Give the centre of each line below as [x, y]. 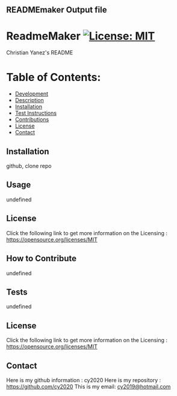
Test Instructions [36, 113]
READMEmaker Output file [57, 10]
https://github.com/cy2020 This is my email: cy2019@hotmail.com [88, 386]
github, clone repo [29, 166]
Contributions [32, 120]
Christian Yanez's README [40, 53]
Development [32, 94]
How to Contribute [42, 258]
